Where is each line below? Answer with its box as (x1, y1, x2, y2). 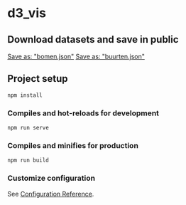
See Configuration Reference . (7, 189, 94, 198)
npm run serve (7, 125, 50, 132)
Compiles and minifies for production (7, 141, 138, 151)
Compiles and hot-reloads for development (7, 108, 160, 118)
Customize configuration (7, 173, 96, 183)
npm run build (7, 157, 50, 164)
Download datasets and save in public (7, 33, 179, 46)
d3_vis (7, 5, 46, 21)
